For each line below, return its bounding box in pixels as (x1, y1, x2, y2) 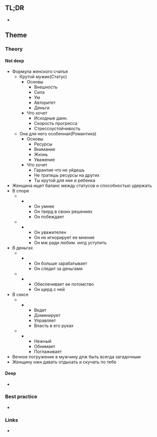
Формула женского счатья (12, 68, 68, 75)
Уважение (34, 157, 55, 163)
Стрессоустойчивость (34, 125, 80, 131)
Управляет (34, 317, 56, 324)
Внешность (34, 84, 58, 90)
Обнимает (34, 344, 56, 350)
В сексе (12, 291, 29, 297)
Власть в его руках (34, 323, 74, 329)
